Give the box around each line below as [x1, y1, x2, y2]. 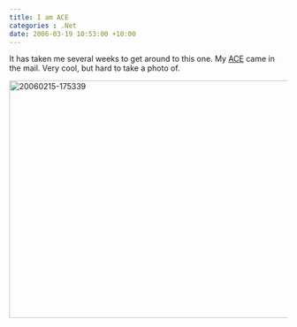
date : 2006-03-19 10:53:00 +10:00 [9, 29, 137, 38]
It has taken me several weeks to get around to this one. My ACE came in [9, 54, 276, 65]
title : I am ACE [9, 12, 69, 22]
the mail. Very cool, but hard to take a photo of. [9, 63, 180, 73]
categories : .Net [9, 21, 77, 30]
